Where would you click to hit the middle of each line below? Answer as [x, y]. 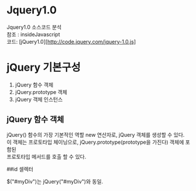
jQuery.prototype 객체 [41, 92]
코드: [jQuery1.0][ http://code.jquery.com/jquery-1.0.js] [71, 41]
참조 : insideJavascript [33, 34]
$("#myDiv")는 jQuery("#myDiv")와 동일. [55, 181]
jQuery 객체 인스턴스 [39, 99]
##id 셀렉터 [20, 169]
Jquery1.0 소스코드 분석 [34, 27]
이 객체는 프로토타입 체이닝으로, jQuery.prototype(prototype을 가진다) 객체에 [95, 142]
